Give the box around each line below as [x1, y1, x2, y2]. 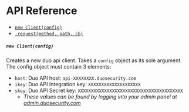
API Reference [6, 4, 77, 18]
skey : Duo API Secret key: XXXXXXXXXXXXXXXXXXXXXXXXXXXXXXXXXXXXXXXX [14, 87, 183, 94]
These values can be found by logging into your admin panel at [23, 93, 177, 100]
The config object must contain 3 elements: [6, 63, 112, 70]
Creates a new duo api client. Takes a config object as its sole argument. [6, 57, 182, 64]
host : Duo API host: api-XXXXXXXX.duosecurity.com [14, 74, 137, 82]
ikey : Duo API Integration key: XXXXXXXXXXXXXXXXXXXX [14, 80, 141, 87]
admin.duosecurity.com [23, 99, 81, 106]
